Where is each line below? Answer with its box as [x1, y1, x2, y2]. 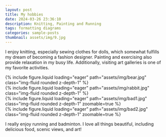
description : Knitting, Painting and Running [5, 21, 101, 26]
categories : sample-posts [5, 30, 59, 35]
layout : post [5, 7, 32, 12]
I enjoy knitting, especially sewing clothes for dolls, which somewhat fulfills [5, 48, 160, 55]
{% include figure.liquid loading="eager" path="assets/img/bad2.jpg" [5, 106, 148, 112]
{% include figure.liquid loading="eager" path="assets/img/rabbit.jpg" [5, 85, 150, 91]
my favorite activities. [5, 64, 49, 70]
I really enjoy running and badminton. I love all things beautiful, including [5, 121, 154, 127]
